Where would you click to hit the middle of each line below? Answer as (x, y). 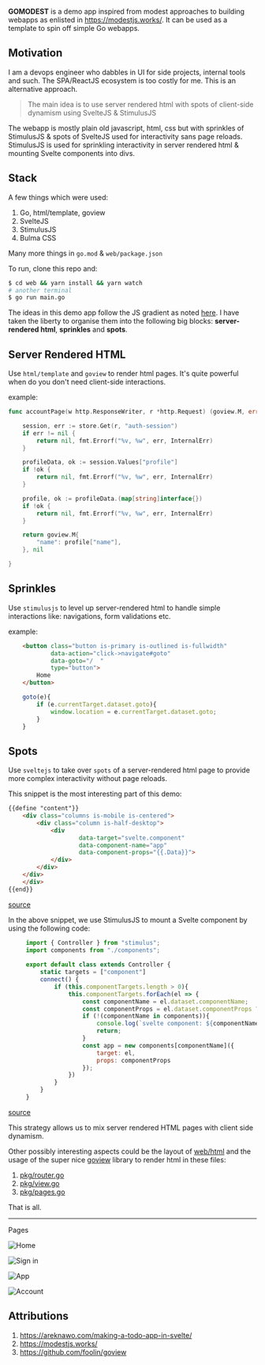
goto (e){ (37, 697)
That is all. (25, 1207)
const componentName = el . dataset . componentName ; (165, 1001)
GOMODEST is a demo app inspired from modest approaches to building (127, 11)
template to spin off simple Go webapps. (74, 28)
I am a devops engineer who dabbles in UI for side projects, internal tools (127, 72)
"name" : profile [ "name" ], (79, 542)
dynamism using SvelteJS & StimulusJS (91, 112)
